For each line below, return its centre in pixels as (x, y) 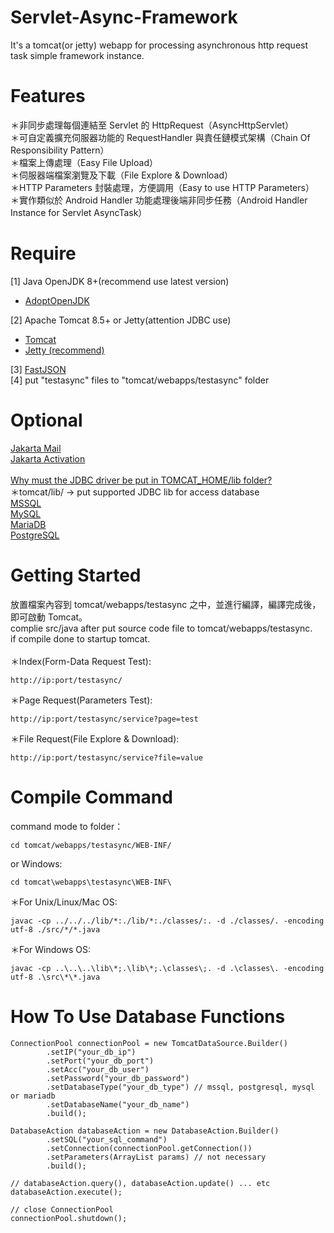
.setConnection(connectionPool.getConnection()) (149, 1148)
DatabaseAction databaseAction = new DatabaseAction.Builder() (145, 1131)
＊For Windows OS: (50, 949)
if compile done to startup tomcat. (80, 638)
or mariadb (33, 1096)
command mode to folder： (67, 826)
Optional (46, 420)
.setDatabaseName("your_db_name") (118, 1104)
